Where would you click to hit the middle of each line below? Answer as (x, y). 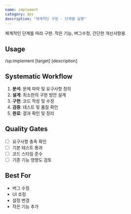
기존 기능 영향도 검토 (32, 160)
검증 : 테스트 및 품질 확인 (35, 107)
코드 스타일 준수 (27, 154)
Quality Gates (26, 129)
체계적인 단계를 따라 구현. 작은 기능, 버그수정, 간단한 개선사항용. (66, 33)
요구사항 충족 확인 (29, 141)
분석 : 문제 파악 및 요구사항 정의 (41, 89)
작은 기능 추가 (25, 206)
